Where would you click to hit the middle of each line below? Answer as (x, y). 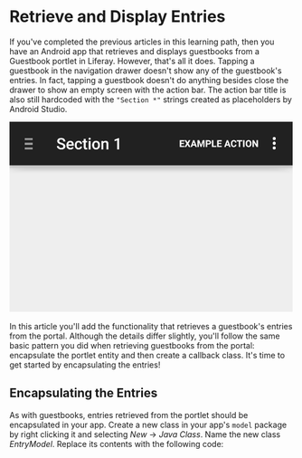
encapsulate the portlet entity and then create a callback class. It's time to (147, 355)
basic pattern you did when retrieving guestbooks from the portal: (132, 345)
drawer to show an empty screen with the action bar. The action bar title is (148, 90)
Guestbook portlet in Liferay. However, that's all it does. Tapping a (132, 61)
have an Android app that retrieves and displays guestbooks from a (135, 51)
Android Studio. (38, 109)
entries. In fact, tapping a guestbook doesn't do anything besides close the (149, 80)
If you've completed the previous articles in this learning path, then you (142, 42)
